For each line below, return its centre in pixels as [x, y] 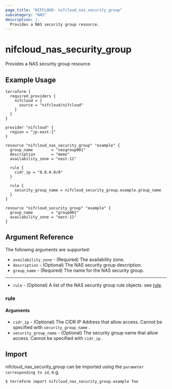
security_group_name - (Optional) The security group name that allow [85, 333]
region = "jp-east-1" [33, 132]
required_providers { [33, 96]
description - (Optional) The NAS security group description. [77, 265]
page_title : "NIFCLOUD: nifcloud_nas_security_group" [64, 10]
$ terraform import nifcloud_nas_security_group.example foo [72, 381]
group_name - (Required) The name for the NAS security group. [78, 270]
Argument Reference [39, 237]
